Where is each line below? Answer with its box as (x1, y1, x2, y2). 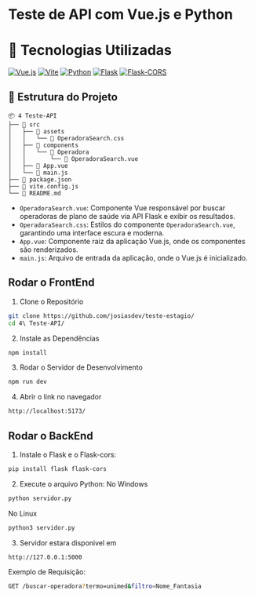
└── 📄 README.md (8, 189, 61, 197)
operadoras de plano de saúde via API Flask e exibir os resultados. (19, 211, 235, 221)
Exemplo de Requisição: (8, 567, 86, 577)
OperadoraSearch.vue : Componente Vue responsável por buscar (19, 202, 226, 213)
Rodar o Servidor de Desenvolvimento (19, 363, 143, 372)
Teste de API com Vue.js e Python (8, 5, 233, 24)
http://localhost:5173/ (8, 407, 86, 415)
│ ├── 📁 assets (8, 127, 65, 135)
